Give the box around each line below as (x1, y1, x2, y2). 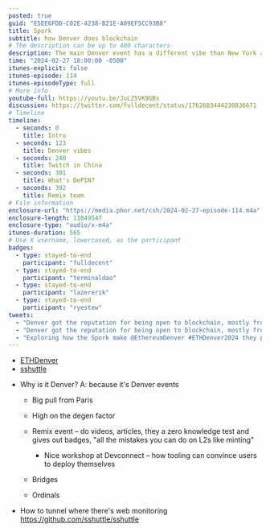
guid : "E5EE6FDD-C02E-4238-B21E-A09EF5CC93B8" (8, 19, 167, 27)
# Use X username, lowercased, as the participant (8, 237, 182, 245)
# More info (8, 86, 48, 95)
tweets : (8, 311, 35, 319)
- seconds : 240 (15, 154, 67, 162)
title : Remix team (22, 191, 84, 200)
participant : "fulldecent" (22, 258, 113, 266)
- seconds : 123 (15, 138, 67, 147)
